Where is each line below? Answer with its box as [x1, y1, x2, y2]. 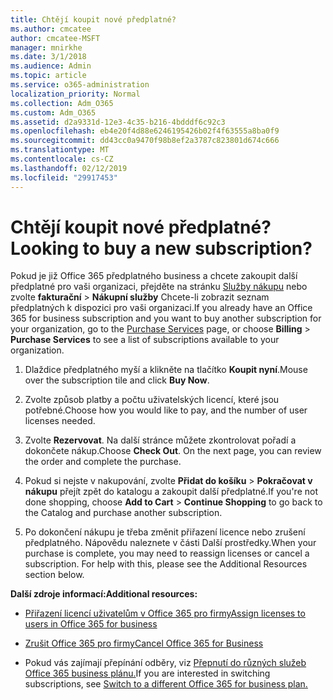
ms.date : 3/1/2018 [10, 52, 87, 62]
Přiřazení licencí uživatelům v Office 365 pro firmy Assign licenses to [24, 607, 306, 620]
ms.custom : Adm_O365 [10, 107, 97, 118]
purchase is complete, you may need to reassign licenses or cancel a [24, 547, 310, 560]
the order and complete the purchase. [24, 456, 182, 468]
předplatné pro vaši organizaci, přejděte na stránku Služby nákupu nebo [10, 281, 308, 293]
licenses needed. [24, 415, 96, 427]
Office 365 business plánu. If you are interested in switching [24, 667, 271, 680]
